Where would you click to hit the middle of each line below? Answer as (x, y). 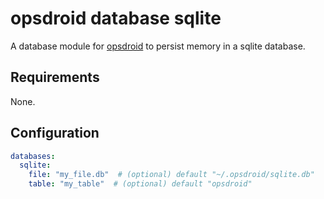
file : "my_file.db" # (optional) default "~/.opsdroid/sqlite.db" (171, 175)
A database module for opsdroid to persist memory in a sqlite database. (158, 46)
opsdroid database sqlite (116, 18)
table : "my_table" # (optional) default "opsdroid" (140, 184)
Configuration (55, 133)
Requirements (55, 77)
